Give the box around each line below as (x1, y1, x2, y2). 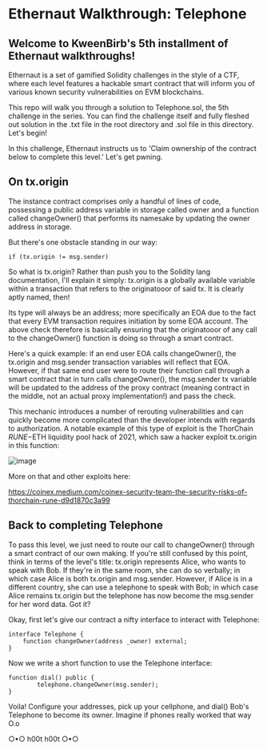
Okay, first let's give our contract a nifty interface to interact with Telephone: (8, 614, 260, 624)
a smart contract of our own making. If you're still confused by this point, (8, 548, 249, 558)
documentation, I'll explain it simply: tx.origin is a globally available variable (8, 275, 256, 284)
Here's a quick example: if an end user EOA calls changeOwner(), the (8, 348, 237, 358)
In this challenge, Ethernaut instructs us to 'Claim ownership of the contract (8, 144, 257, 153)
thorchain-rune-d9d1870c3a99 (8, 495, 110, 505)
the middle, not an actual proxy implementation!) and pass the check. (8, 391, 237, 400)
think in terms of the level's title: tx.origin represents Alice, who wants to (8, 557, 246, 566)
